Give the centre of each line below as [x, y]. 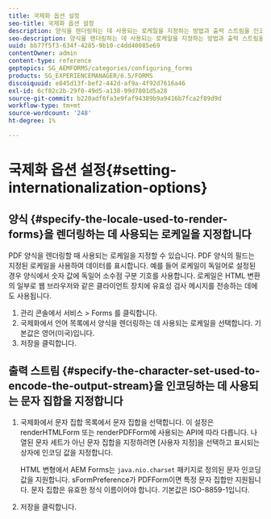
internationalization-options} [108, 188]
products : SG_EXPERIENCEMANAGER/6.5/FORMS [81, 76]
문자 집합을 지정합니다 [72, 401]
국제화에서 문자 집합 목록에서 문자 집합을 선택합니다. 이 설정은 [117, 422]
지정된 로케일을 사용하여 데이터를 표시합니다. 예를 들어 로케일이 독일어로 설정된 [132, 265]
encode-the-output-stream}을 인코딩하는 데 [118, 386]
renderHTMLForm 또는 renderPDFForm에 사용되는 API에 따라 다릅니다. [134, 432]
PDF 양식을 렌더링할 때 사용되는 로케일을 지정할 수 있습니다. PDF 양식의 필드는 [132, 255]
